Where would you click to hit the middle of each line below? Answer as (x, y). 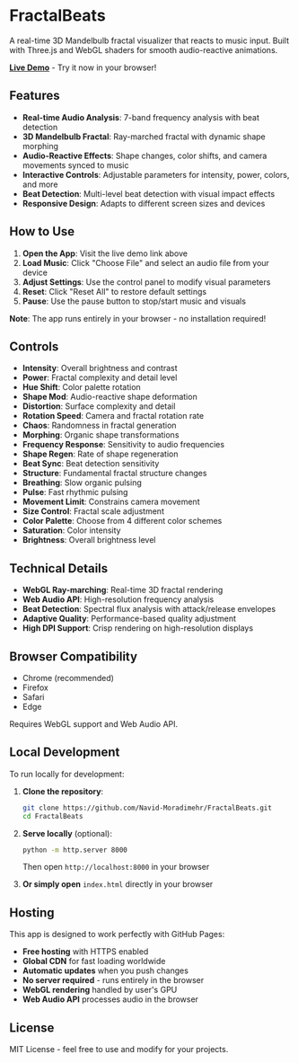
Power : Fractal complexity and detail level (100, 377)
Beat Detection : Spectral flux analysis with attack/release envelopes (149, 609)
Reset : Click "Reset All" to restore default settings (114, 291)
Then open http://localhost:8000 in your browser (116, 867)
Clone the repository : (63, 791)
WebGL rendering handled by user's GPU (100, 990)
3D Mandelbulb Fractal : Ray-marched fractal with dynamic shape (144, 137)
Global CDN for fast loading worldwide (94, 961)
